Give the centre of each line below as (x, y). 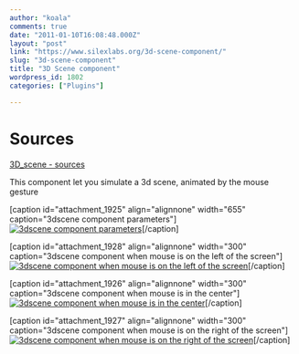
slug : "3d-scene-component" (63, 60)
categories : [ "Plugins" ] (57, 86)
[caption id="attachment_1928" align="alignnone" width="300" (128, 246)
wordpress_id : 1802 (47, 78)
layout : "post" (38, 43)
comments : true (38, 26)
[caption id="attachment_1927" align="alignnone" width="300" (128, 320)
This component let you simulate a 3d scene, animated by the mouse (139, 182)
